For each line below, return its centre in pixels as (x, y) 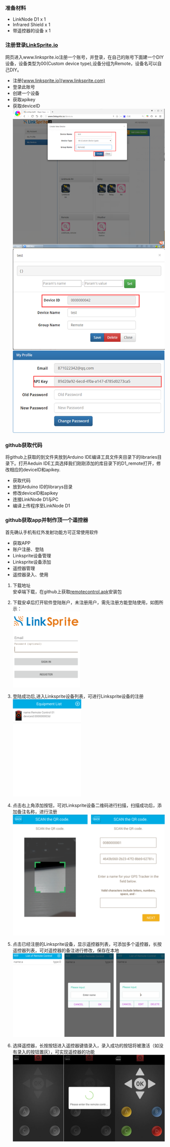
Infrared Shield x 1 (31, 25)
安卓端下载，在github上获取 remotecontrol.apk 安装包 (67, 591)
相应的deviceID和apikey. (35, 470)
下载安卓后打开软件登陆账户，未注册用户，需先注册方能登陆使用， (81, 602)
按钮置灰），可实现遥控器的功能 (62, 1052)
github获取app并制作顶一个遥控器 (47, 520)
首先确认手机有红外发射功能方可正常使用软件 (52, 532)
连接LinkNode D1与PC (35, 500)
